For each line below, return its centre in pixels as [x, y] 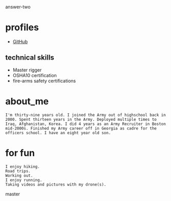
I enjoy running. [24, 180]
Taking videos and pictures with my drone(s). [56, 184]
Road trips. [18, 171]
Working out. [19, 175]
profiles [22, 28]
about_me [27, 101]
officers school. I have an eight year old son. [58, 133]
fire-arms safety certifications [44, 81]
